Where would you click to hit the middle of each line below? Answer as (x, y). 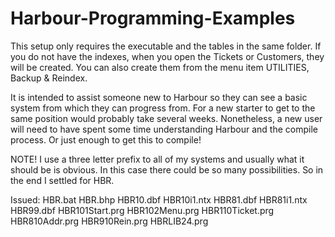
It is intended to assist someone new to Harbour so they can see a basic (159, 97)
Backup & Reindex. (49, 78)
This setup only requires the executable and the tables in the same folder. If (166, 46)
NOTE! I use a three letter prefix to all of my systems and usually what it (157, 159)
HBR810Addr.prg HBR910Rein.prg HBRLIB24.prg (109, 221)
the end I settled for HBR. (62, 180)
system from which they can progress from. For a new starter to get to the (163, 108)
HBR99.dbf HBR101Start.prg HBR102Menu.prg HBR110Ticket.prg (142, 210)
